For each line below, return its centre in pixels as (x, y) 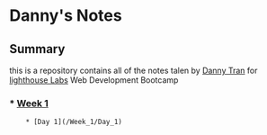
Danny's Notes (66, 16)
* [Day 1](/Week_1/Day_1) (74, 122)
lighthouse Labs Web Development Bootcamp (94, 80)
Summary (37, 49)
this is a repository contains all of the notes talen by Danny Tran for (133, 70)
